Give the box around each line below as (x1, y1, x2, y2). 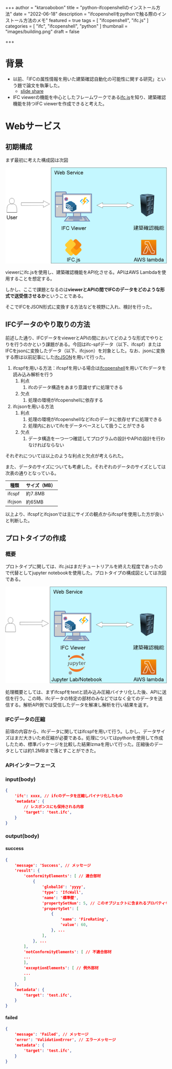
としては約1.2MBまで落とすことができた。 (9, 748, 99, 754)
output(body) (5, 833, 40, 840)
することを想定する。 (9, 275, 55, 281)
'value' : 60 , (60, 922, 88, 927)
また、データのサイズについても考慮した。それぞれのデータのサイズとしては (5, 463, 166, 470)
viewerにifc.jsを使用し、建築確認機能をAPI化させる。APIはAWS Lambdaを (5, 269, 162, 275)
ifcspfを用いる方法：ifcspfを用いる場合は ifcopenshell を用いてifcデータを (12, 365, 166, 371)
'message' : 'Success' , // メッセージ (14, 863, 91, 868)
